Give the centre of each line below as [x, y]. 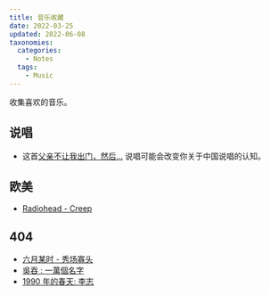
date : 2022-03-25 [41, 26]
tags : [28, 68]
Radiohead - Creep [57, 209]
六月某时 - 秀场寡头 [57, 259]
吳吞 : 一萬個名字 [53, 270]
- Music [39, 76]
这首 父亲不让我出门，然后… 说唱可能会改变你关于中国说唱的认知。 [143, 156]
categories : [40, 51]
